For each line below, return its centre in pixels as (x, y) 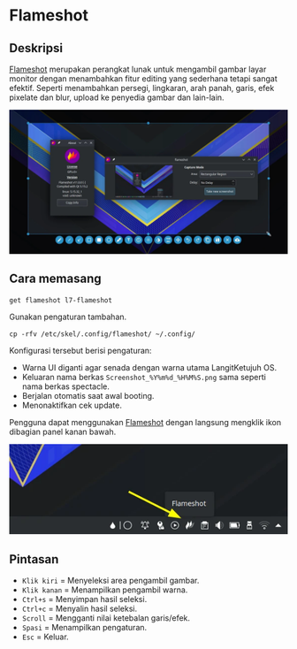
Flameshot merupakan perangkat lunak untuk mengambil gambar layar (138, 69)
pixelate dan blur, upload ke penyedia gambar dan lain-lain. (117, 97)
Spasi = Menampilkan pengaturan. (84, 628)
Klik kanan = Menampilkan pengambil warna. (105, 590)
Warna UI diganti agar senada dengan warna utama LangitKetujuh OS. (149, 367)
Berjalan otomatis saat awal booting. (88, 395)
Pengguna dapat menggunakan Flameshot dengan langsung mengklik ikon (145, 422)
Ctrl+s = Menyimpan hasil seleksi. (84, 599)
